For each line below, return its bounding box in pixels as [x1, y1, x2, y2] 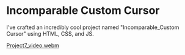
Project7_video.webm [6, 42, 60, 49]
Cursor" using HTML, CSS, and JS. [6, 30, 94, 37]
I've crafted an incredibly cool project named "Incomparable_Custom [6, 24, 180, 31]
